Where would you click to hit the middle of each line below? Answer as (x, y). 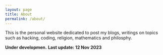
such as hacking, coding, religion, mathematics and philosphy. (69, 38)
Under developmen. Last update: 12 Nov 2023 (54, 48)
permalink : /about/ (25, 19)
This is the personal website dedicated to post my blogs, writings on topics (82, 33)
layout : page (19, 10)
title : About (19, 14)
